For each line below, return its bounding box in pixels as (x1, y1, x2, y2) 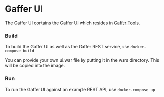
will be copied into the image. (5, 63, 65, 69)
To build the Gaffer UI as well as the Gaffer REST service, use (5, 44, 130, 49)
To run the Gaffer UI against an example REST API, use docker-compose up (5, 86, 155, 92)
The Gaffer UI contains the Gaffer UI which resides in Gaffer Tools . (5, 20, 140, 26)
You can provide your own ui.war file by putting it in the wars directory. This (5, 57, 159, 63)
